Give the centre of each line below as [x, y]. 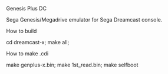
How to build [22, 31]
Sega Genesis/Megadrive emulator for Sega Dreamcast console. [84, 20]
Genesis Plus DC [27, 8]
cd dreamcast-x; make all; [38, 42]
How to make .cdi [27, 54]
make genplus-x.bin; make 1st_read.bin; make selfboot [72, 65]
